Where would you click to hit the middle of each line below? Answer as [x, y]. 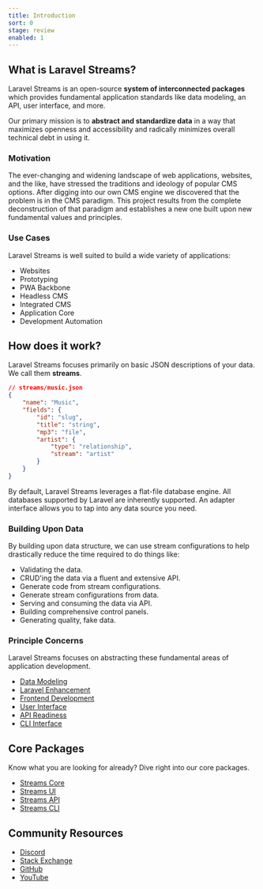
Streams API [40, 800]
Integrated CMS [45, 304]
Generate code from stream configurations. [90, 587]
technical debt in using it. [49, 138]
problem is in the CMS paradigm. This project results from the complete [125, 201]
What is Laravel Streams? [72, 69]
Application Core [47, 313]
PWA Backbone [45, 287]
